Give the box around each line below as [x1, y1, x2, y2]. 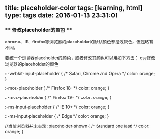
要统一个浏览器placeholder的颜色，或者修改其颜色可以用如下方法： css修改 [5, 55, 156, 61]
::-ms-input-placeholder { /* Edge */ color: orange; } [5, 113, 109, 119]
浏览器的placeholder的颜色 [5, 61, 59, 67]
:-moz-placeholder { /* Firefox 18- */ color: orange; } [5, 85, 110, 91]
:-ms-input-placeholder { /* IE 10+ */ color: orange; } [5, 104, 110, 110]
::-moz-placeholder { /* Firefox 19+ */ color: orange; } [5, 94, 112, 100]
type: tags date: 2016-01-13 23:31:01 [5, 12, 118, 20]
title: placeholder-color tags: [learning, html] [5, 4, 143, 12]
